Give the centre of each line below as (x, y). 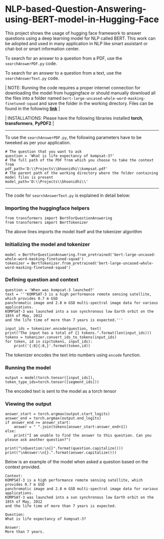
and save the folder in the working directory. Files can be (96, 103)
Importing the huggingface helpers (47, 208)
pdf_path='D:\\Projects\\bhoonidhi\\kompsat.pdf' (57, 169)
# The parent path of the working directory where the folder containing (82, 173)
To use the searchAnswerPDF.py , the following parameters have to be (73, 137)
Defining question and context (42, 280)
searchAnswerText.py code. (32, 78)
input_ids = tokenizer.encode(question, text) (53, 328)
